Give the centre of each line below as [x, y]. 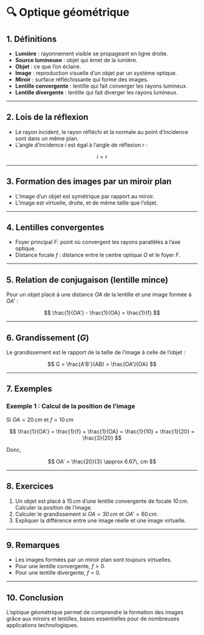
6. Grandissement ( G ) [48, 338]
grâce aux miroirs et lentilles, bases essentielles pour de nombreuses [93, 619]
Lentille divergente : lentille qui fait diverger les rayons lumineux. [96, 92]
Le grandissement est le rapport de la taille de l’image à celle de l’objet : [96, 353]
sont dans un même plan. [47, 138]
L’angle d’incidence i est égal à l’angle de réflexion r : [81, 145]
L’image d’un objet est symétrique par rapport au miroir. [85, 196]
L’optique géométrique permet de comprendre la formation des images [95, 612]
